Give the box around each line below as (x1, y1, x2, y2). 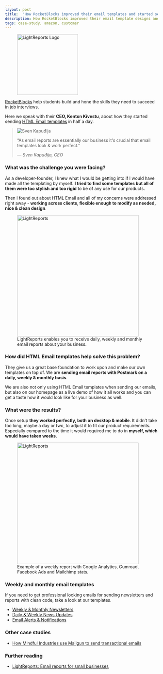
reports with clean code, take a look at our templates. (5, 597, 112, 603)
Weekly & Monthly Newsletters (12, 607, 74, 612)
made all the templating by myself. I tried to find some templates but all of (5, 180, 154, 186)
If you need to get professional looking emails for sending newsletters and (5, 592, 153, 598)
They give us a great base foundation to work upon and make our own (5, 364, 146, 370)
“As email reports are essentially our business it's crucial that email (16, 137, 151, 143)
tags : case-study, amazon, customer (5, 20, 79, 26)
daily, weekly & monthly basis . (5, 374, 68, 380)
